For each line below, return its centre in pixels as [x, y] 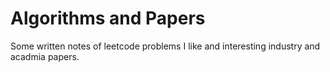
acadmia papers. [45, 56]
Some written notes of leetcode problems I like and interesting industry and [165, 46]
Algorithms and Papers [108, 18]
